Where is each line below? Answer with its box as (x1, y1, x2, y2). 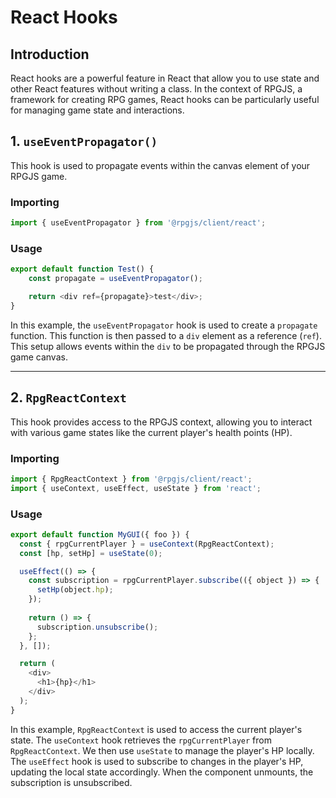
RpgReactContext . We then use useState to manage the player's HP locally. (10, 744, 315, 756)
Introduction (10, 46, 90, 63)
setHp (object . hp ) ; (36, 585, 114, 595)
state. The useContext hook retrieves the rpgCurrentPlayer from (10, 734, 272, 746)
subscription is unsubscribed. (10, 776, 133, 788)
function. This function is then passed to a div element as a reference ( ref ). (10, 329, 322, 341)
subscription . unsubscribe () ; (36, 622, 159, 632)
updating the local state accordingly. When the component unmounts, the (10, 766, 314, 778)
